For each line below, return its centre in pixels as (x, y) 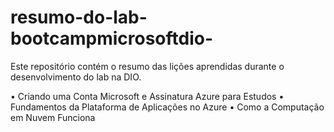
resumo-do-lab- (79, 17)
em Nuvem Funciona (53, 117)
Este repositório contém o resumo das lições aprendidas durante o (147, 66)
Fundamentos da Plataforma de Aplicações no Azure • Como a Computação (167, 107)
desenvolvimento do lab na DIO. (76, 77)
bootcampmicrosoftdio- (112, 38)
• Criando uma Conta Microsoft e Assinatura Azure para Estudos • (147, 96)
